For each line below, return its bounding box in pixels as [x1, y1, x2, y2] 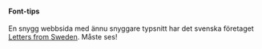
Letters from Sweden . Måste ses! [8, 32, 118, 42]
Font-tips [8, 6, 40, 16]
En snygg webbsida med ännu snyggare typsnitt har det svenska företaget [8, 24, 254, 33]
